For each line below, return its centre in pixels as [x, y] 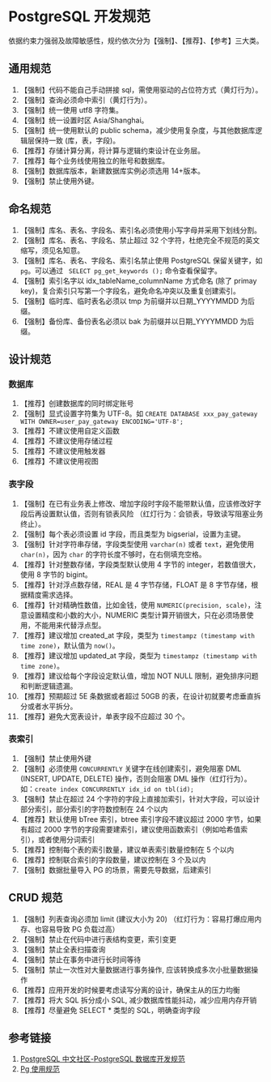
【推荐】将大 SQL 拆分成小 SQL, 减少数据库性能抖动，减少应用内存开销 [138, 1000]
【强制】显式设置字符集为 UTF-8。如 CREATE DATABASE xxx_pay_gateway [139, 413]
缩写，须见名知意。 [52, 250]
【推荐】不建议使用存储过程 [66, 441]
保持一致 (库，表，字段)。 [77, 140]
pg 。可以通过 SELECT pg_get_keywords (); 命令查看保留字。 [121, 270]
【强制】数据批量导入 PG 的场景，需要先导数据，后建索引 [116, 870]
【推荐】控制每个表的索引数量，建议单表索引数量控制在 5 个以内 [127, 849]
